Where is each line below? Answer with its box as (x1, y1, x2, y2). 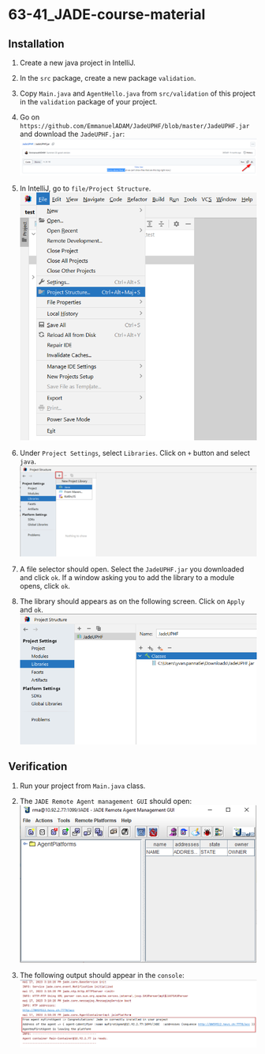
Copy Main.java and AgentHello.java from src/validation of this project (19, 89, 256, 98)
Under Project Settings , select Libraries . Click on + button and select (19, 449, 251, 458)
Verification (8, 760, 68, 773)
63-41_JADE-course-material (8, 6, 206, 24)
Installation (8, 37, 65, 51)
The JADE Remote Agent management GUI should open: (19, 796, 192, 806)
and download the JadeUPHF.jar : (19, 129, 125, 138)
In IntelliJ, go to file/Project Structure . (19, 184, 151, 193)
